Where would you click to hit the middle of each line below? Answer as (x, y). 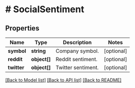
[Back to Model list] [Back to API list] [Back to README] (63, 80)
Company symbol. (77, 51)
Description (77, 42)
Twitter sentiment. (77, 67)
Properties (22, 28)
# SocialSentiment (45, 9)
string (39, 51)
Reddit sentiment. (77, 59)
